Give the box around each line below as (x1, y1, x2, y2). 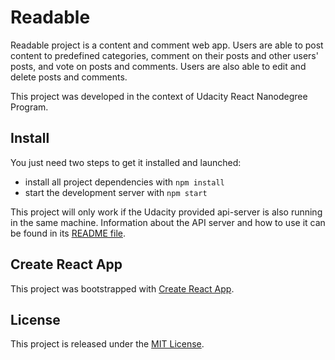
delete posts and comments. (10, 71, 128, 83)
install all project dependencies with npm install (24, 176, 225, 188)
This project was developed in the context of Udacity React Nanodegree (10, 90, 308, 102)
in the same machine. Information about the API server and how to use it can (10, 216, 326, 228)
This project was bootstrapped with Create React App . (10, 282, 235, 295)
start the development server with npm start (24, 186, 208, 198)
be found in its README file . (10, 227, 127, 239)
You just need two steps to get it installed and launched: (10, 156, 242, 168)
